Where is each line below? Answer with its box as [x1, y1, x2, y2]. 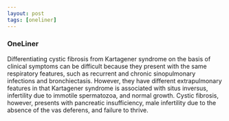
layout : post [7, 10, 45, 17]
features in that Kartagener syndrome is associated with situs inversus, [7, 84, 208, 92]
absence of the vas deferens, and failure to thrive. [7, 106, 149, 114]
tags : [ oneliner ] [7, 16, 57, 23]
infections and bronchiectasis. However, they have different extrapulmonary [7, 76, 222, 85]
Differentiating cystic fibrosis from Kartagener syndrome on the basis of [7, 54, 211, 63]
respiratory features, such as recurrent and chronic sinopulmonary [7, 69, 196, 78]
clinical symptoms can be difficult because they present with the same [7, 62, 208, 70]
